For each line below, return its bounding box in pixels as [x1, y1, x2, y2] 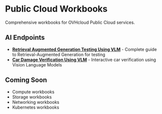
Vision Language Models [12, 62, 62, 67]
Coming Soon [5, 76, 47, 84]
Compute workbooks [12, 89, 55, 95]
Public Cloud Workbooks [5, 3, 108, 15]
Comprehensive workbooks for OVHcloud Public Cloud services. [5, 19, 135, 25]
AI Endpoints [5, 33, 45, 42]
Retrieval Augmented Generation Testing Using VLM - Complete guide [12, 46, 157, 52]
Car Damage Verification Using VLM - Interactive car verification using [12, 57, 156, 63]
